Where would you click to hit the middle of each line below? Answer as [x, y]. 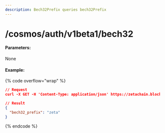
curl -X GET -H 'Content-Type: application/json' [57, 94]
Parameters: [18, 48]
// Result [15, 103]
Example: [15, 70]
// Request [16, 90]
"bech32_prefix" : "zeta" [35, 112]
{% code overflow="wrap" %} [36, 81]
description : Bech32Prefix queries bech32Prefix [56, 10]
